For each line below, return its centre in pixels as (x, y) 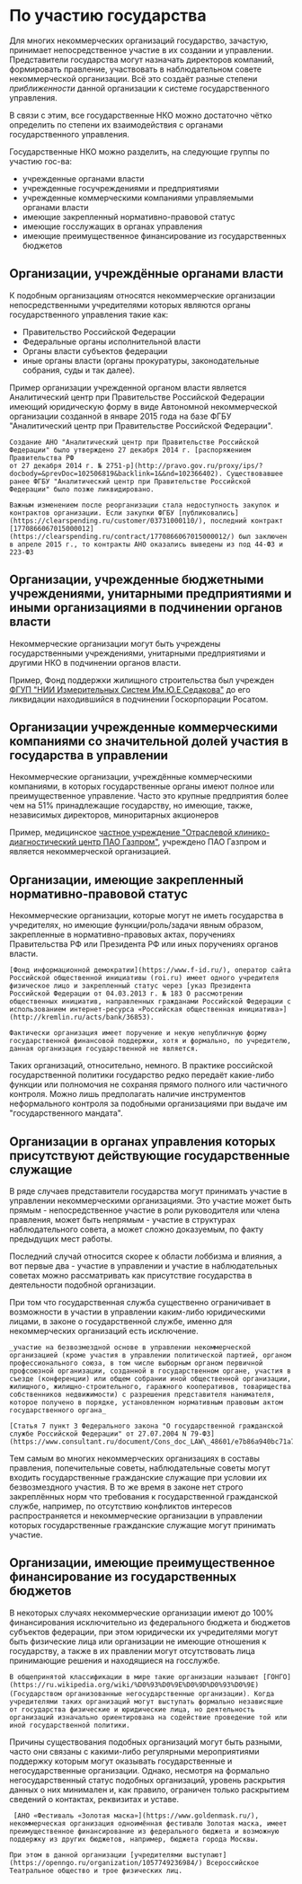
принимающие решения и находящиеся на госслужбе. (115, 1660)
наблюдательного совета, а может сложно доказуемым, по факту (136, 1229)
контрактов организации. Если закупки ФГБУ (92, 513)
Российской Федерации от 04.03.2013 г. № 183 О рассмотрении (126, 994)
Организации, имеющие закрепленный (127, 880)
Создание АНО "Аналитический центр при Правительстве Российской (134, 442)
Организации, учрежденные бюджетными (137, 580)
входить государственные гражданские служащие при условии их (138, 1477)
